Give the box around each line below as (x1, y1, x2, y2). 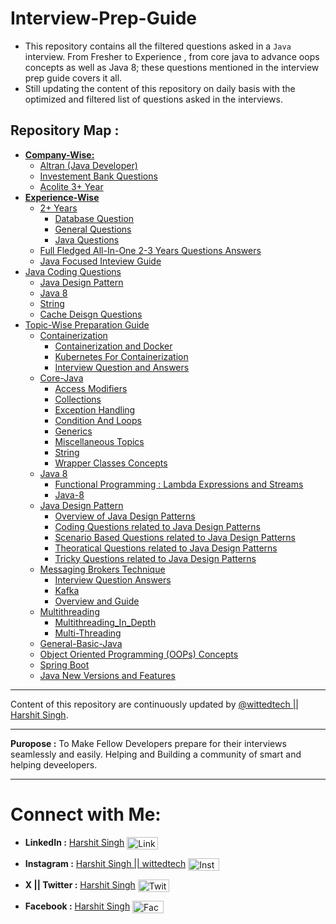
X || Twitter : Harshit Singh (24, 879, 136, 891)
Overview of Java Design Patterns (54, 510, 196, 522)
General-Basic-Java (39, 637, 123, 649)
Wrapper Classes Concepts (54, 457, 168, 469)
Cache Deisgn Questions (39, 308, 143, 320)
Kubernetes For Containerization (54, 350, 189, 362)
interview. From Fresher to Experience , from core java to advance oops (24, 50, 320, 62)
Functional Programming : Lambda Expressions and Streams (54, 478, 304, 490)
